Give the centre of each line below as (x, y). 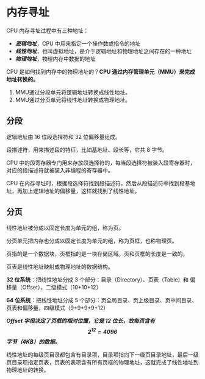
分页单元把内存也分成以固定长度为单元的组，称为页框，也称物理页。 (92, 241)
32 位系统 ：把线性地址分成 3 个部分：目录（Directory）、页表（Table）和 (98, 279)
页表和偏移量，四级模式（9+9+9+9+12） (58, 308)
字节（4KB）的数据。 (33, 342)
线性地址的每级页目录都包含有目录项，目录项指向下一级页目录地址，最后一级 (103, 355)
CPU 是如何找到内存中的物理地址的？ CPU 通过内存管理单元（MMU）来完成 (101, 71)
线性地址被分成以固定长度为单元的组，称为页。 (65, 228)
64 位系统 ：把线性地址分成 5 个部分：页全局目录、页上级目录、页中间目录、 (102, 300)
